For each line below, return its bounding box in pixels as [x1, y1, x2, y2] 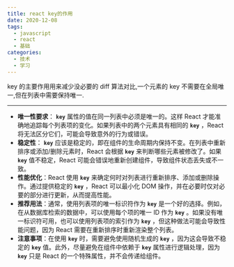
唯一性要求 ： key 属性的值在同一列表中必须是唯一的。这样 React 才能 [17, 112, 215, 121]
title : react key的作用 [7, 10, 73, 17]
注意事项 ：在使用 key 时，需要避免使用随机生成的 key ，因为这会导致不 [17, 234, 221, 243]
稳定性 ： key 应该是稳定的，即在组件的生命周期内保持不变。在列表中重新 [17, 138, 226, 146]
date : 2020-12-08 [7, 17, 58, 24]
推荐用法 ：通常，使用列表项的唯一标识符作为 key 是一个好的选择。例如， [17, 199, 226, 208]
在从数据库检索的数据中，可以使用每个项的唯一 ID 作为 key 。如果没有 [17, 208, 217, 216]
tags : [7, 23, 23, 30]
